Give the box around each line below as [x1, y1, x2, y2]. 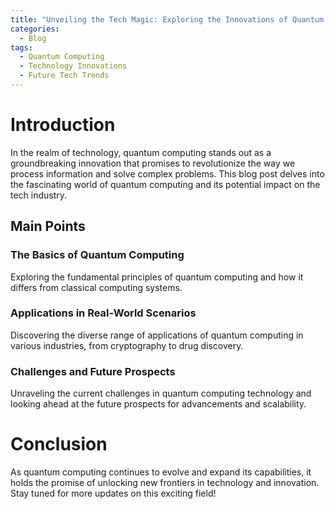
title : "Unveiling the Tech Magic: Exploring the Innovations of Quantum [10, 14, 325, 25]
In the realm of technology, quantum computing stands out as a [10, 146, 272, 158]
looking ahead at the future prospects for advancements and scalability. [10, 398, 307, 410]
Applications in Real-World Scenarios [10, 306, 197, 320]
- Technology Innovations [19, 61, 128, 71]
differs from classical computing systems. [10, 281, 183, 293]
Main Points [10, 218, 86, 235]
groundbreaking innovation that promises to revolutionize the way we [10, 157, 296, 169]
